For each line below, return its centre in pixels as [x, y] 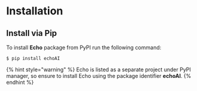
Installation [35, 11]
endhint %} [20, 82]
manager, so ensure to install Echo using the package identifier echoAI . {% [99, 76]
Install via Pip [32, 33]
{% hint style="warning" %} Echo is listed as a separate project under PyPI [99, 69]
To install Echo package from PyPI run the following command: [84, 47]
